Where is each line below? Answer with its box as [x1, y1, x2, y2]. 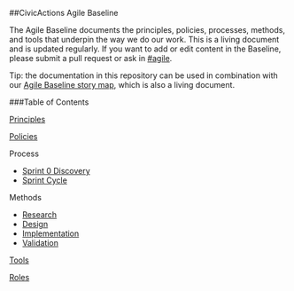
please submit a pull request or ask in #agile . [9, 53, 173, 63]
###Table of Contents [9, 97, 89, 107]
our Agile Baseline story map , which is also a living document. [9, 80, 236, 90]
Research [21, 209, 58, 220]
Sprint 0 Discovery [21, 166, 90, 176]
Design [21, 219, 49, 229]
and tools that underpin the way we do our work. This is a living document [9, 35, 280, 44]
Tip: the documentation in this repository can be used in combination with [9, 70, 279, 81]
